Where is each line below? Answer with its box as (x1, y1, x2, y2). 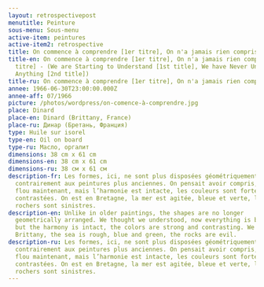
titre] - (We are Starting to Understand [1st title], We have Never (15, 63, 247, 71)
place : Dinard (8, 107, 55, 115)
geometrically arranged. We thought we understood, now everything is (15, 216, 251, 224)
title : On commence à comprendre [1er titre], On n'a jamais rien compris (8, 48, 258, 56)
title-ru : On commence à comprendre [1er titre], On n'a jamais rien (8, 77, 241, 85)
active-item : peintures (8, 33, 86, 42)
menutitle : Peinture (8, 19, 76, 27)
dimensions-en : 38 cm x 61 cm (8, 158, 108, 166)
